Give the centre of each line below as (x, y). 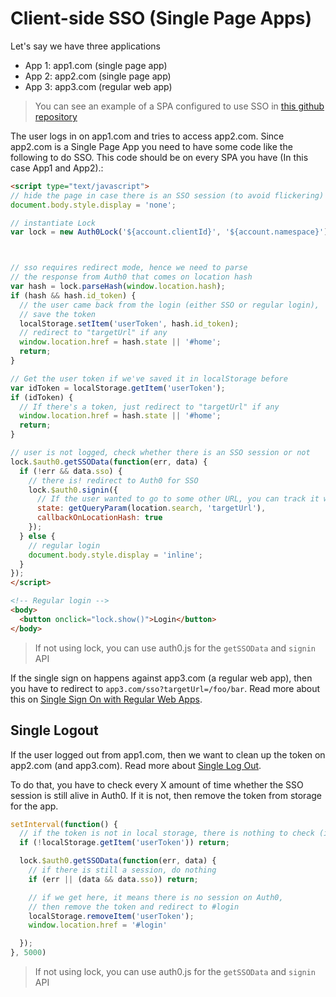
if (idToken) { (42, 397)
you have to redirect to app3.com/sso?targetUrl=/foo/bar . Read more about (165, 688)
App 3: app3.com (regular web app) (98, 86)
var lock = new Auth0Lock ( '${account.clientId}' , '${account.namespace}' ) (169, 232)
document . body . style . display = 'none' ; (93, 205)
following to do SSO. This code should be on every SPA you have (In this (159, 157)
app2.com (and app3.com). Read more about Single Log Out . (136, 765)
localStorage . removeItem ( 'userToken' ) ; (111, 916)
